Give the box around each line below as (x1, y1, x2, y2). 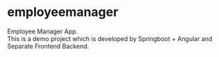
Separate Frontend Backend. (7, 42, 89, 50)
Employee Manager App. (7, 27, 79, 35)
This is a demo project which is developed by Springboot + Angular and (7, 34, 213, 42)
